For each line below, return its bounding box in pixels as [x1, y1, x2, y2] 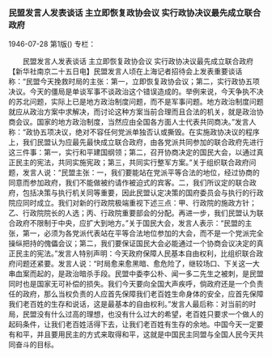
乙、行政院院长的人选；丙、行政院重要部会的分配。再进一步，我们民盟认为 [8, 208, 257, 218]
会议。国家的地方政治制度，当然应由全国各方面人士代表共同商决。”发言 [15, 117, 249, 127]
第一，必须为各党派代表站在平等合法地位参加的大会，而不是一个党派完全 [22, 228, 264, 238]
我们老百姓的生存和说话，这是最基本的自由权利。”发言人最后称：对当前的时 [8, 300, 257, 309]
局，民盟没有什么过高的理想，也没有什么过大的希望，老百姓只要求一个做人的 [8, 309, 264, 319]
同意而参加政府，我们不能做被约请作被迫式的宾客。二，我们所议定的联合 [8, 178, 249, 188]
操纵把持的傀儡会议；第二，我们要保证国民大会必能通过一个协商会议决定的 [8, 239, 257, 249]
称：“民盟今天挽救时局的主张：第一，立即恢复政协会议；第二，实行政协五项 [8, 77, 261, 87]
